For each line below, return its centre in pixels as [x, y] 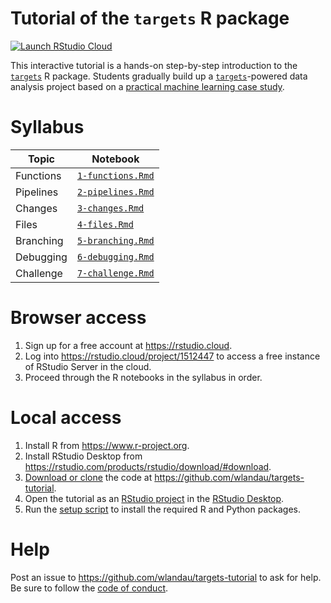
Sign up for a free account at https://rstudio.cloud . [128, 345]
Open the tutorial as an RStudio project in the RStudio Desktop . [154, 498]
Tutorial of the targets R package [150, 18]
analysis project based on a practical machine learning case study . [147, 86]
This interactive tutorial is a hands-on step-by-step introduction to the [154, 65]
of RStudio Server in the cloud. [88, 366]
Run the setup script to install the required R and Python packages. [162, 509]
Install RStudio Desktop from [83, 456]
